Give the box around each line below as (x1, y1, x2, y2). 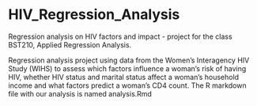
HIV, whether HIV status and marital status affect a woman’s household (8, 72, 240, 81)
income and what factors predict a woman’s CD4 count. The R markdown (8, 81, 247, 90)
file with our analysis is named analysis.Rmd (8, 89, 153, 98)
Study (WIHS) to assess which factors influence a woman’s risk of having (8, 63, 247, 73)
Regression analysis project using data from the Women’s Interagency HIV (8, 55, 250, 65)
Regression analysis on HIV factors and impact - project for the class (8, 32, 232, 41)
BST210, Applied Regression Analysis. (8, 40, 132, 49)
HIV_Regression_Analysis (8, 6, 180, 24)
